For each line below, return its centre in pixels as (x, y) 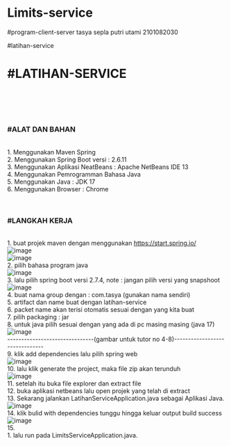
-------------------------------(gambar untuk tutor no (84, 339)
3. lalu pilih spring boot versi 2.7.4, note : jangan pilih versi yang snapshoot (114, 280)
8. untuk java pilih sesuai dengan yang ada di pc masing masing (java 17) (111, 324)
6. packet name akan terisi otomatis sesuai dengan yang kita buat (101, 309)
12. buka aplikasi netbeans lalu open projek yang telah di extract (99, 390)
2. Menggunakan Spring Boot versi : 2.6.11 (67, 159)
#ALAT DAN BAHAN (42, 129)
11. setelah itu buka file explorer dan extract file (74, 383)
